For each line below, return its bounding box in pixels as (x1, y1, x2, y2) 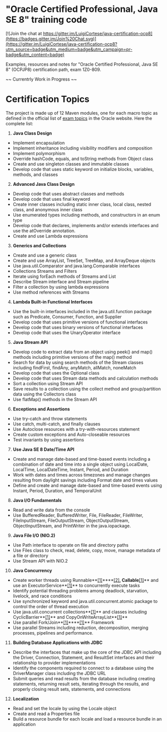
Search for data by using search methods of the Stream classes (12, 359, 144, 365)
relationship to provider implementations (12, 659, 96, 665)
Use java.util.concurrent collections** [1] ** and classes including (12, 609, 147, 615)
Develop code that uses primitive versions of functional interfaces (12, 319, 148, 325)
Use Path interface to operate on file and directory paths (12, 542, 129, 548)
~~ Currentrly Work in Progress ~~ (5, 76, 77, 82)
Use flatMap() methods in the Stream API (12, 396, 97, 402)
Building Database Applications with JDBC (12, 640, 103, 646)
